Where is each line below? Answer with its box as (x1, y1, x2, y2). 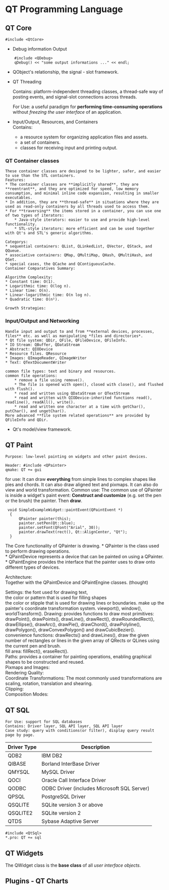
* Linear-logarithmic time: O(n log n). (5, 292, 92, 298)
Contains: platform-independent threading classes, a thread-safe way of (12, 88, 163, 94)
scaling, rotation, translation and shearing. (5, 680, 93, 686)
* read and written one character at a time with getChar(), (14, 404, 145, 409)
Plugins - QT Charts (5, 877, 69, 885)
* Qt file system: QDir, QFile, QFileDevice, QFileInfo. (5, 337, 128, 343)
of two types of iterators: (5, 213, 65, 218)
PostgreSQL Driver (41, 793, 86, 800)
